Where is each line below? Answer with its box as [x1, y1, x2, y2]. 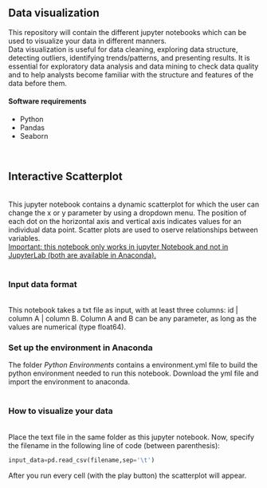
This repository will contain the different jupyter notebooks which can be [8, 27, 247, 37]
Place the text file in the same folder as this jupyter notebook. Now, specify [8, 432, 255, 442]
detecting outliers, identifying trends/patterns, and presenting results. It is [8, 53, 251, 62]
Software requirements [8, 96, 87, 106]
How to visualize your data [8, 406, 113, 417]
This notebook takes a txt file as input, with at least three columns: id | [8, 305, 238, 315]
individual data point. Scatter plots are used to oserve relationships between [8, 225, 259, 234]
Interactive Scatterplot [8, 170, 124, 183]
